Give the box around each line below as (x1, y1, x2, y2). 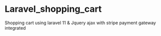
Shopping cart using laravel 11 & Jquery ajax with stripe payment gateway (4, 20, 156, 26)
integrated (4, 25, 26, 31)
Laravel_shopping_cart (4, 3, 102, 15)
